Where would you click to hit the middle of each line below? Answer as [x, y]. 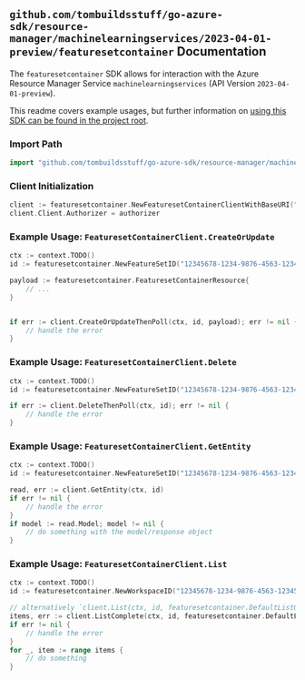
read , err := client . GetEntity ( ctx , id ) [87, 490]
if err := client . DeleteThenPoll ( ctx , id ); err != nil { [119, 406]
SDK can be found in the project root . [79, 120]
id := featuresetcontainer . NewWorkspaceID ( [93, 592]
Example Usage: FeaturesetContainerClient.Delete [123, 362]
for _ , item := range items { [67, 650]
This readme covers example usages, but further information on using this [148, 110]
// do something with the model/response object [119, 533]
